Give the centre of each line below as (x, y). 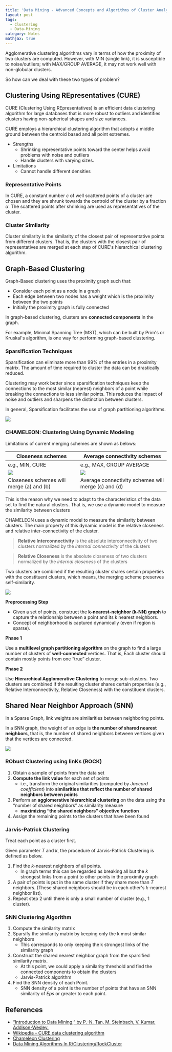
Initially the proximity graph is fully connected (61, 307)
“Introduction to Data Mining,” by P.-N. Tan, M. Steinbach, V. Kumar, (84, 1022)
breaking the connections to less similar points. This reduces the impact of (84, 394)
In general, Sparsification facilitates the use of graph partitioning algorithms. (85, 410)
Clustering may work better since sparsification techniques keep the (77, 383)
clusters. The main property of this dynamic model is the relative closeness (84, 525)
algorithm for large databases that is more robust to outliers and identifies (83, 113)
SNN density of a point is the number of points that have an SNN (88, 988)
